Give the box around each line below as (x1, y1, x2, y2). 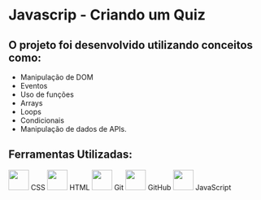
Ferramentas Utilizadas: (8, 148, 133, 162)
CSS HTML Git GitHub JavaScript (30, 182, 232, 192)
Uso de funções (20, 89, 75, 99)
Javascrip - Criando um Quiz (8, 6, 206, 24)
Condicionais (20, 115, 65, 125)
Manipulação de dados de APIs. (20, 124, 128, 133)
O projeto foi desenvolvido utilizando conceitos (8, 38, 254, 52)
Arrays (20, 98, 43, 107)
